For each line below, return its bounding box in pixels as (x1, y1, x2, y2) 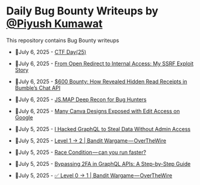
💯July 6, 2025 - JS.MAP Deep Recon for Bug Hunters (14, 96, 147, 103)
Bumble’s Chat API (14, 84, 61, 91)
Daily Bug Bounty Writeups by (6, 4, 159, 18)
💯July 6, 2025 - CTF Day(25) (14, 48, 87, 55)
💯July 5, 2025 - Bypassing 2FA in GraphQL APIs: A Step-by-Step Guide (14, 160, 191, 167)
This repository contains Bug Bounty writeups (6, 37, 120, 44)
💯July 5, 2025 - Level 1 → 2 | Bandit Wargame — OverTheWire (14, 137, 166, 144)
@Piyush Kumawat (6, 17, 103, 31)
